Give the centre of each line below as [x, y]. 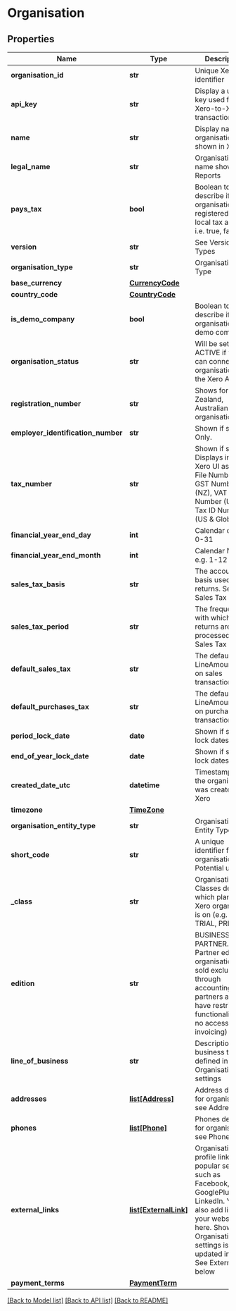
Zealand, [209, 399]
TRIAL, [206, 923]
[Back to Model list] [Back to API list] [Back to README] [88, 1300]
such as [208, 1175]
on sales [209, 673]
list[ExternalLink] [158, 1210]
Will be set [212, 344]
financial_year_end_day [51, 535]
